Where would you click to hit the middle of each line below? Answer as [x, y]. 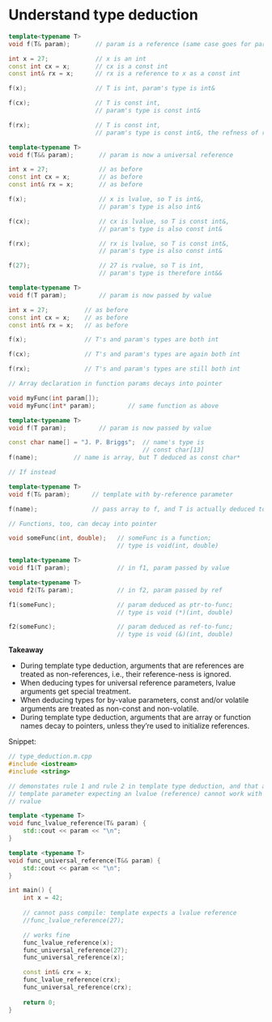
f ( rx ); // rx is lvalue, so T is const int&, [119, 244]
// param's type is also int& [149, 207]
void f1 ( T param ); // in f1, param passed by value [119, 568]
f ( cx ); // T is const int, [85, 103]
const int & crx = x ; [57, 973]
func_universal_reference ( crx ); [77, 988]
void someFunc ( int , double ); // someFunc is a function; [110, 538]
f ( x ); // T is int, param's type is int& [112, 88]
